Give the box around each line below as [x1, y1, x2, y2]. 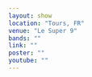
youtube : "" [8, 57, 48, 65]
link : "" [8, 42, 38, 50]
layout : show [8, 11, 52, 20]
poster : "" [8, 49, 45, 57]
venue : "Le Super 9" [8, 26, 78, 34]
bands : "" [8, 34, 42, 43]
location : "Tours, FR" [8, 19, 85, 27]
